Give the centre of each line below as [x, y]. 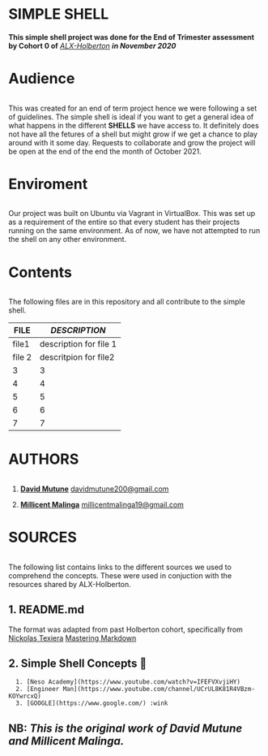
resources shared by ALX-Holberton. [70, 584]
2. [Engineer [38, 689]
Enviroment [48, 184]
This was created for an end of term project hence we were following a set [133, 108]
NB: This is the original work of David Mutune [125, 728]
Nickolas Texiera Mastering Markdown [72, 637]
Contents [40, 272]
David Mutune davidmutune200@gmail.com [94, 489]
